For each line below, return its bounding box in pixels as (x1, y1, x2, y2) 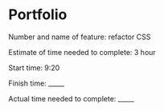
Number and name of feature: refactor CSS (8, 32, 151, 42)
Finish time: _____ (8, 78, 65, 88)
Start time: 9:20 (8, 62, 60, 73)
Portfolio (8, 6, 68, 24)
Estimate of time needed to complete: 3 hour (8, 47, 157, 57)
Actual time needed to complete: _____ (8, 93, 134, 103)
